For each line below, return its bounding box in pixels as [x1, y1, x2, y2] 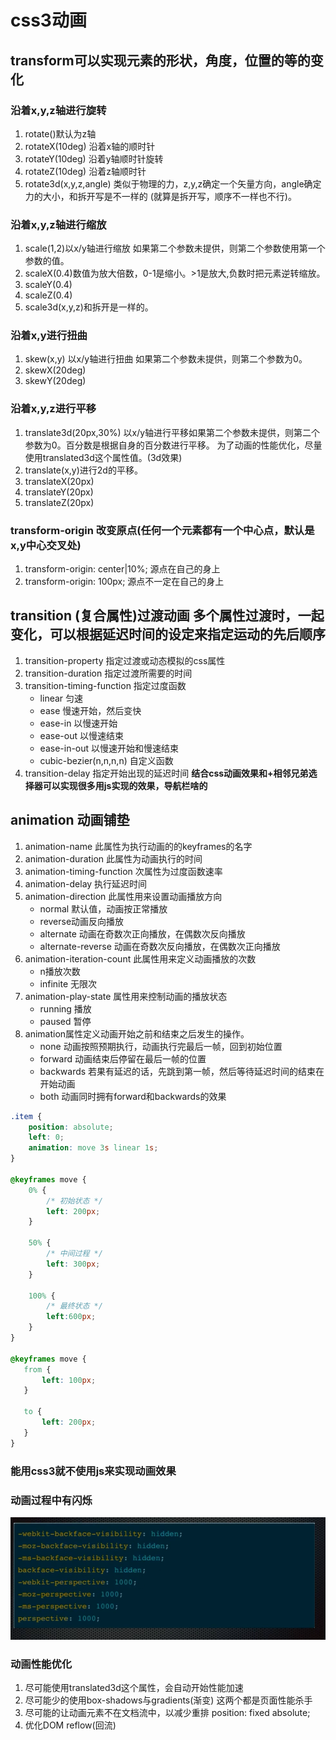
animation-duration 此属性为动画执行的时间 [24, 852, 203, 865]
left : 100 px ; [41, 1375, 97, 1385]
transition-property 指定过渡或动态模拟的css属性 [24, 654, 226, 666]
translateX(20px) [24, 475, 95, 487]
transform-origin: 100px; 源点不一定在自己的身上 [24, 576, 225, 588]
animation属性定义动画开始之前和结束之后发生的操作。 [24, 1027, 250, 1040]
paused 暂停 [39, 1015, 92, 1027]
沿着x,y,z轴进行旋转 [10, 103, 107, 117]
